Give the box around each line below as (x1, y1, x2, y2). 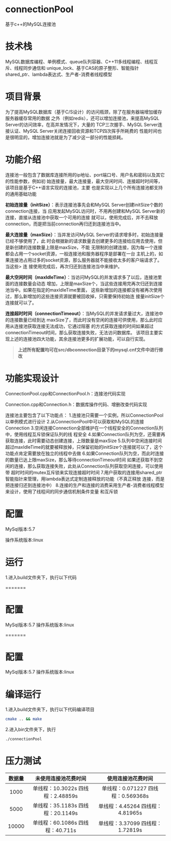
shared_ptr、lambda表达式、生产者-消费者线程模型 (5, 71, 112, 77)
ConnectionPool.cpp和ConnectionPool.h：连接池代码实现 (5, 390, 126, 396)
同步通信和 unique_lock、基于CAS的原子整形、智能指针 (22, 65, 139, 71)
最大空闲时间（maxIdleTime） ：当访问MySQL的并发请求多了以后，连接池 (5, 274, 158, 280)
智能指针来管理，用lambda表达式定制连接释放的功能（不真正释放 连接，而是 (5, 476, 165, 482)
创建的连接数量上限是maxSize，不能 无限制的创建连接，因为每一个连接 (14, 244, 163, 250)
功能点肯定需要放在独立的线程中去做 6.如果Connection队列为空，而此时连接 (5, 450, 164, 456)
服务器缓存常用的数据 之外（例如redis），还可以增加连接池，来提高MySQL (5, 115, 159, 121)
